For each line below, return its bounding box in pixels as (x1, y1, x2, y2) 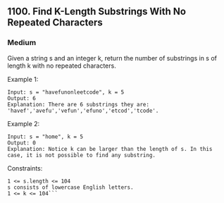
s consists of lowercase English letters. (7, 183, 134, 191)
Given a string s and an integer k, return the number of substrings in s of (7, 54, 217, 62)
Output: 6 (7, 94, 37, 101)
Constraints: (7, 164, 43, 172)
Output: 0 (7, 139, 37, 147)
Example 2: (7, 119, 40, 128)
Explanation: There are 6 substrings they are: (7, 101, 150, 108)
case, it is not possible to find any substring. (7, 152, 156, 159)
